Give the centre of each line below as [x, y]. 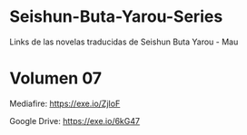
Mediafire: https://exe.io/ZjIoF [65, 103]
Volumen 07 [56, 78]
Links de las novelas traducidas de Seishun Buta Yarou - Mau [124, 42]
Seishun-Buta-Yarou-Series [116, 17]
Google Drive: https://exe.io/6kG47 [75, 121]
